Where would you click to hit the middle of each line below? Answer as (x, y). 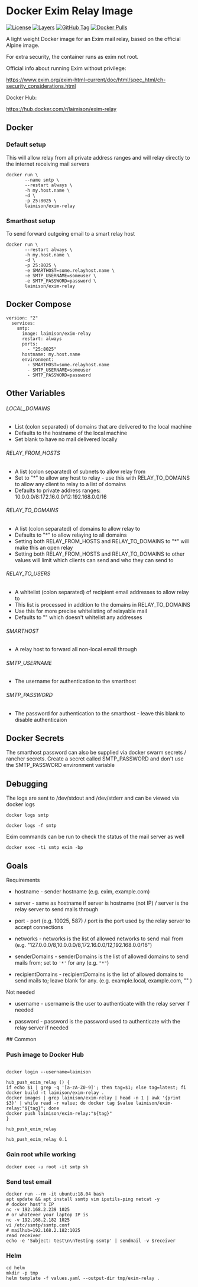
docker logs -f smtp (32, 826)
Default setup (26, 145)
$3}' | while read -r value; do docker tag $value (70, 1103)
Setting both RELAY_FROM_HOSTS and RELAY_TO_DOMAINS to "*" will (102, 541)
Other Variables (36, 393)
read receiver (24, 1235)
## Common (21, 1039)
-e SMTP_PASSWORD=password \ (60, 281)
